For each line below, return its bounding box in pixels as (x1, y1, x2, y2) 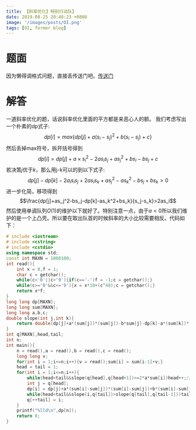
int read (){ (6, 261, 35, 267)
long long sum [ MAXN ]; (6, 304, 59, 310)
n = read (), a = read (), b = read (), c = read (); (16, 348, 132, 354)
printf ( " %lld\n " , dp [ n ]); (16, 408, 77, 414)
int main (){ (6, 342, 35, 348)
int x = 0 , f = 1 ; (16, 266, 59, 272)
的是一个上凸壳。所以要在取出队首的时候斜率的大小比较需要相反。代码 (10, 215, 180, 222)
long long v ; (16, 353, 48, 359)
